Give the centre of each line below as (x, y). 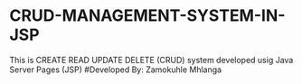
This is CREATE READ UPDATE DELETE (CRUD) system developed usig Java (151, 60)
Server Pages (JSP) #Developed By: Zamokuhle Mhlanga (116, 70)
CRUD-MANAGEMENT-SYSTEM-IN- (147, 16)
